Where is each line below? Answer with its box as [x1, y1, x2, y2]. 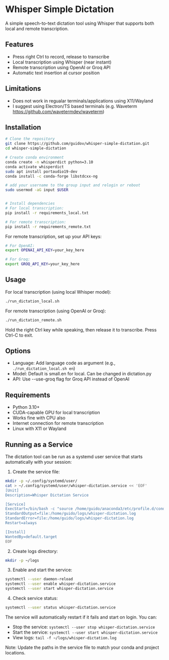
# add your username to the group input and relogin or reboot [5, 183, 141, 188]
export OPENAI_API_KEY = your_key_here [5, 248, 84, 253]
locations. [5, 649, 26, 655]
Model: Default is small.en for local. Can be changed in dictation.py [12, 371, 152, 377]
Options [5, 347, 31, 355]
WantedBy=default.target [5, 534, 57, 539]
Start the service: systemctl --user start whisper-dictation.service [12, 629, 158, 635]
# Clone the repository [5, 136, 55, 142]
